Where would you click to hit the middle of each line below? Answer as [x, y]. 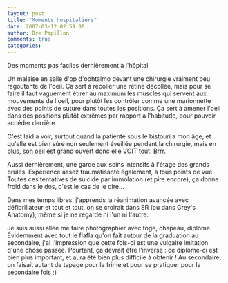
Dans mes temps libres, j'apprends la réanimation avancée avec [98, 200]
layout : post [26, 13]
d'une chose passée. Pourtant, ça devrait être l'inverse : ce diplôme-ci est [113, 250]
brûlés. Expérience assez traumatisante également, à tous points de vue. [111, 172]
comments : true [29, 39]
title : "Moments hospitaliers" [52, 20]
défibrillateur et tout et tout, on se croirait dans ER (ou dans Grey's [101, 207]
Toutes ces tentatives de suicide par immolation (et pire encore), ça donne [113, 179]
